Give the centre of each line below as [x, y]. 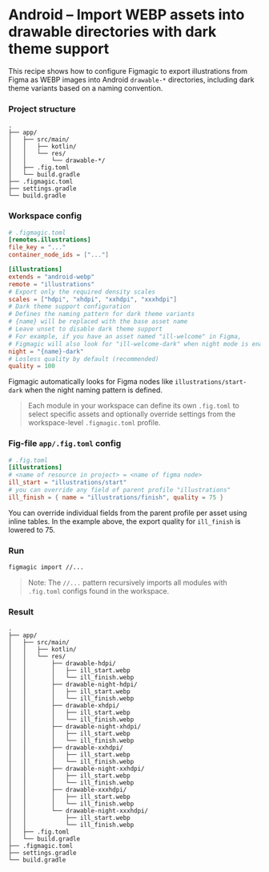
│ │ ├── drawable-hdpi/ [62, 663]
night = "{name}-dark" [46, 351]
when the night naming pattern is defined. [93, 390]
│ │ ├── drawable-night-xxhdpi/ [77, 769]
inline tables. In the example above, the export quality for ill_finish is [124, 521]
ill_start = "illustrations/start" [68, 483]
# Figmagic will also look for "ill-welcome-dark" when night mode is [128, 344]
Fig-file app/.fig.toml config [65, 444]
